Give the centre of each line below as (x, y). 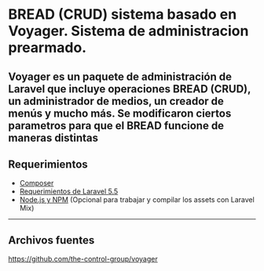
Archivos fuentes (51, 240)
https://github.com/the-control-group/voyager (83, 259)
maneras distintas (53, 137)
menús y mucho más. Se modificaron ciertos (120, 113)
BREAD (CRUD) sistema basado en (123, 14)
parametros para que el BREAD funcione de (116, 126)
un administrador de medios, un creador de (116, 101)
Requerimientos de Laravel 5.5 (69, 192)
